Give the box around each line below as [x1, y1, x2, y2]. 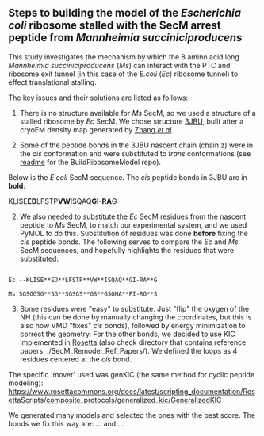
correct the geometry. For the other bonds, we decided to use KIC [19, 329, 235, 338]
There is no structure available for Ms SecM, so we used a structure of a [19, 108, 256, 117]
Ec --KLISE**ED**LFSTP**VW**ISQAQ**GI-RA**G [8, 276, 158, 284]
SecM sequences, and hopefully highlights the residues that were [19, 245, 235, 254]
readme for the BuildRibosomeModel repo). [19, 157, 161, 166]
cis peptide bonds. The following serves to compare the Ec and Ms [19, 237, 239, 247]
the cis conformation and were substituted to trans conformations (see [19, 148, 251, 158]
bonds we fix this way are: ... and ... [8, 419, 124, 428]
